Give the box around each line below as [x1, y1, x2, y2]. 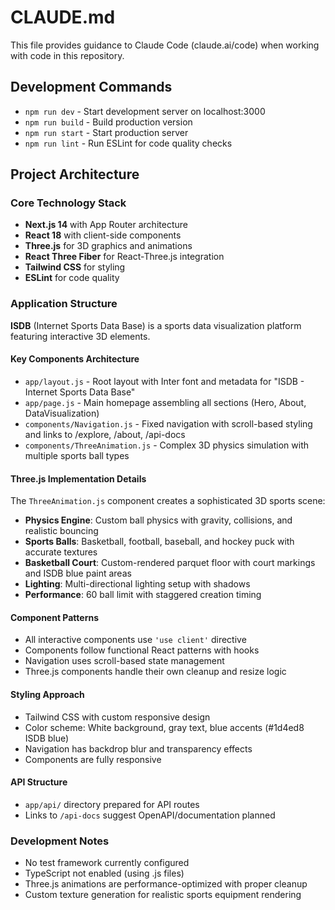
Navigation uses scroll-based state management [24, 655, 225, 667]
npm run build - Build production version [24, 116, 193, 128]
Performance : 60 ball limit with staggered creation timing [24, 589, 262, 601]
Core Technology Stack [10, 196, 127, 210]
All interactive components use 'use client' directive [24, 634, 247, 646]
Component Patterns [10, 611, 100, 623]
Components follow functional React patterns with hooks [24, 644, 260, 656]
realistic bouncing [24, 525, 99, 537]
